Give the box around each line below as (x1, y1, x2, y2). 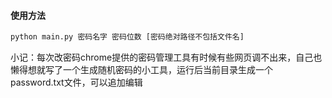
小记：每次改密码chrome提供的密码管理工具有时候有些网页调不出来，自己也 (10, 51, 323, 64)
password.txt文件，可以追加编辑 (10, 76, 143, 89)
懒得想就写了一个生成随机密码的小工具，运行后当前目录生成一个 (10, 64, 273, 76)
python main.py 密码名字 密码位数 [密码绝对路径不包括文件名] (10, 32, 245, 42)
